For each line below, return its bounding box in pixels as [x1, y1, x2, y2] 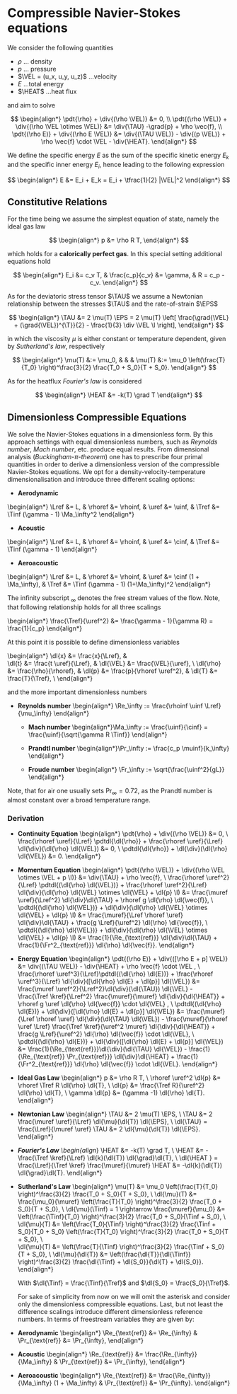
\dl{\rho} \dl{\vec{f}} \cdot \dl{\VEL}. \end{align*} [74, 1060, 218, 1068]
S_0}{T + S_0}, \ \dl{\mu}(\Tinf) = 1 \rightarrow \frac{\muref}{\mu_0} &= [17, 1205, 226, 1214]
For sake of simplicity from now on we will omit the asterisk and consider [17, 1293, 231, 1301]
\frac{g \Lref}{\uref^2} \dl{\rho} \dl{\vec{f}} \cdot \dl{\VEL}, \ [17, 1030, 195, 1038]
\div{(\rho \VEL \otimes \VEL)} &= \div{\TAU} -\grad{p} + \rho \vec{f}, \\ [15, 122, 223, 130]
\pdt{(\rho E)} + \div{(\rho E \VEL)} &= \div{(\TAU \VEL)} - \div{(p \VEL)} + [11, 129, 226, 138]
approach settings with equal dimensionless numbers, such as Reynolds [7, 437, 218, 447]
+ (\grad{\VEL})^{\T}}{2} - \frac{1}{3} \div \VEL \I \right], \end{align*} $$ [13, 321, 224, 330]
